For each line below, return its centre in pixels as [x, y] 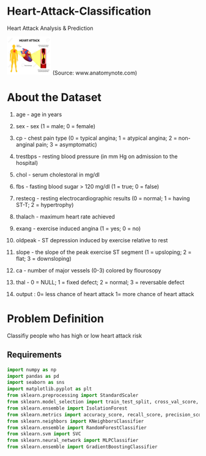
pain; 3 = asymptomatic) [66, 144]
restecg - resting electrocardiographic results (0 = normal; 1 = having [103, 198]
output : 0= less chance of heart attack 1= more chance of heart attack [105, 294]
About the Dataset [54, 97]
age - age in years [39, 114]
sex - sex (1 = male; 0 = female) [56, 126]
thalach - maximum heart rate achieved [65, 216]
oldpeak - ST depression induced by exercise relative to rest [92, 240]
